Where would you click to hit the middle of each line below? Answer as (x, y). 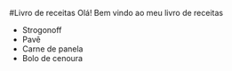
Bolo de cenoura (52, 58)
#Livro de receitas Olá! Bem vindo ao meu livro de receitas (116, 13)
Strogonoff (42, 30)
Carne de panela (52, 49)
